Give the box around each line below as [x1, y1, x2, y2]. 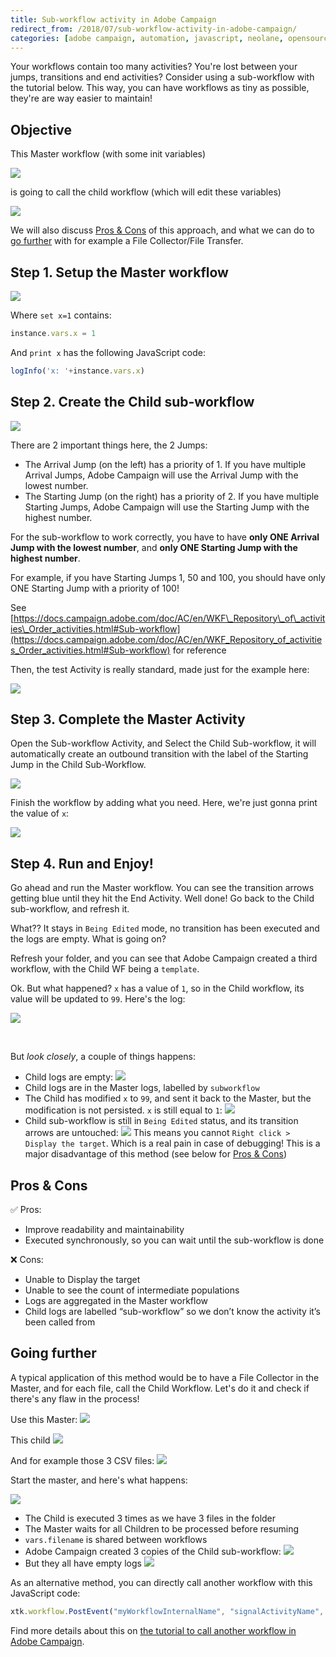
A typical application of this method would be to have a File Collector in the [10, 1371, 320, 1383]
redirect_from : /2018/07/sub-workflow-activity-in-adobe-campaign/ [10, 24, 298, 34]
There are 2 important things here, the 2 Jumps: [10, 439, 208, 451]
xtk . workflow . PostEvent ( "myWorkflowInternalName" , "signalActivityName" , [10, 1606, 325, 1616]
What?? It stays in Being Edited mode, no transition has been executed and [10, 922, 320, 935]
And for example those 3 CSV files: [10, 1454, 155, 1466]
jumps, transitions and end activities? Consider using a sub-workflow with [10, 71, 315, 83]
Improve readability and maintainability [24, 1224, 185, 1235]
